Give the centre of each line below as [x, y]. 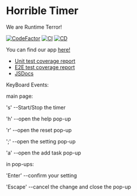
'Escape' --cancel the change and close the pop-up [69, 187]
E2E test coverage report [44, 67]
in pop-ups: [20, 164]
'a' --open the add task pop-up [44, 153]
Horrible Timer [42, 11]
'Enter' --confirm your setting [42, 175]
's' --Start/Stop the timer [36, 107]
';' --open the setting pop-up [41, 141]
